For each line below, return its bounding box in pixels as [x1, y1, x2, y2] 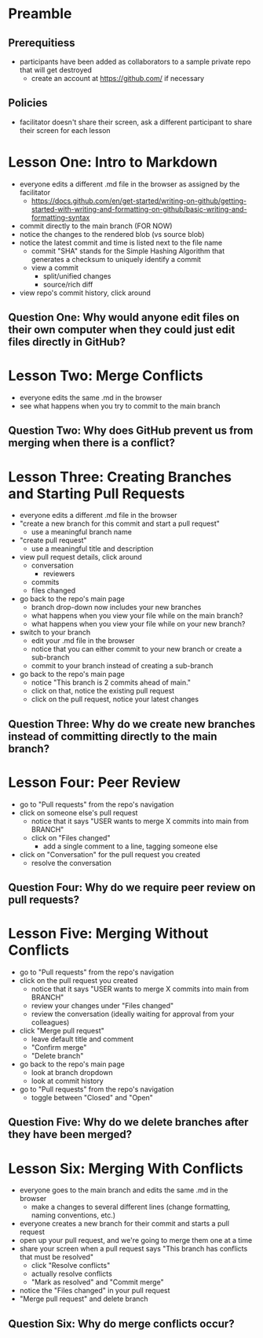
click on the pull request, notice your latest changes [31, 694, 199, 704]
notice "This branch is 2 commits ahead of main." [31, 678, 191, 687]
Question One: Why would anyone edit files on [8, 311, 240, 324]
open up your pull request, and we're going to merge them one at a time [19, 1236, 253, 1245]
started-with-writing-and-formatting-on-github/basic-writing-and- [31, 204, 247, 213]
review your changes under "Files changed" [31, 1001, 174, 1011]
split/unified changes [42, 271, 111, 280]
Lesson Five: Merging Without [8, 925, 209, 943]
